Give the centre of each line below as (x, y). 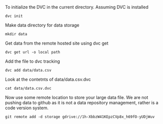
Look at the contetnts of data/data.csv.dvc (48, 79)
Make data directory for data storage (42, 25)
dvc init (14, 16)
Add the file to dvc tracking (33, 61)
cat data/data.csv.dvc (28, 88)
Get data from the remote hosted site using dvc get (57, 43)
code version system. (27, 108)
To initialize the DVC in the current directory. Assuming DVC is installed (77, 7)
